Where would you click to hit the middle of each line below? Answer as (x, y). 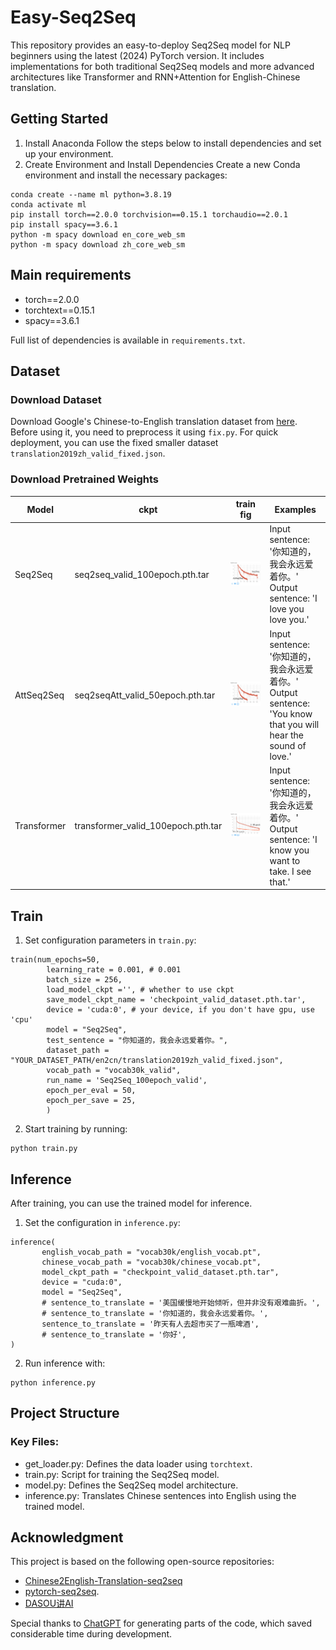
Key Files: (35, 1442)
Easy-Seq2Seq (73, 17)
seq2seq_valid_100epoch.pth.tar (142, 574)
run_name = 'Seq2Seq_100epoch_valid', (127, 1081)
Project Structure (65, 1413)
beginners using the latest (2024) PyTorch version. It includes (137, 55)
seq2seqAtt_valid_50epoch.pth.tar (145, 695)
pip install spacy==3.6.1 (64, 224)
